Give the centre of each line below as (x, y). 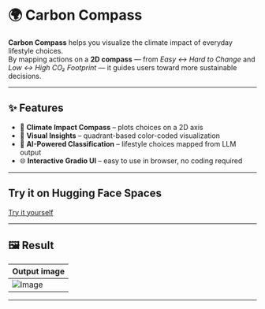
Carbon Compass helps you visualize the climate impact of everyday (120, 42)
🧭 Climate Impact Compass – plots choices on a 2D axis (111, 127)
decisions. (25, 76)
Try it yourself (31, 212)
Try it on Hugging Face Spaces (85, 194)
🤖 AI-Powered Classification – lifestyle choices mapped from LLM (128, 143)
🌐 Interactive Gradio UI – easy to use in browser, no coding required (131, 160)
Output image (39, 271)
